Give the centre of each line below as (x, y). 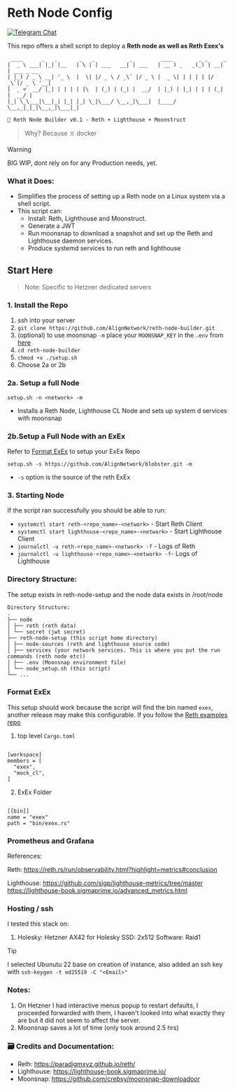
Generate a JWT (51, 226)
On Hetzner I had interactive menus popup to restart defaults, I (108, 1005)
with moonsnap (40, 418)
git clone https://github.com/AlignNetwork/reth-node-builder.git (116, 329)
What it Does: (31, 181)
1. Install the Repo (38, 305)
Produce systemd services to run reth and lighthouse (104, 248)
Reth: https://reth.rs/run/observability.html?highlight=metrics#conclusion (113, 870)
